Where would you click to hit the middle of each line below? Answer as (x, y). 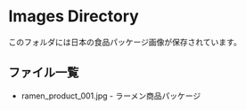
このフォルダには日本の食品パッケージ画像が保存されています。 (125, 42)
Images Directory (74, 16)
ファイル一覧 (44, 73)
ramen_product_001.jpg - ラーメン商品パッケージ (111, 96)
